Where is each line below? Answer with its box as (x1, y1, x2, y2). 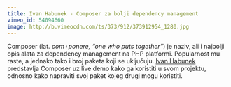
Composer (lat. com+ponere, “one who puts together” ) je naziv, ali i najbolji (7, 42, 225, 51)
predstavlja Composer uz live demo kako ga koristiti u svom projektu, (7, 64, 206, 73)
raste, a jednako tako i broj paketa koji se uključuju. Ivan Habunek (7, 57, 196, 65)
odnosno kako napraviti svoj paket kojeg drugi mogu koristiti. (7, 72, 183, 80)
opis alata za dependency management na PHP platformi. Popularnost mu (7, 49, 220, 58)
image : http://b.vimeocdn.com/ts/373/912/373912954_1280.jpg (7, 23, 190, 30)
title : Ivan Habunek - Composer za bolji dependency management (7, 10, 199, 17)
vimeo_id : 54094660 (7, 17, 64, 24)
